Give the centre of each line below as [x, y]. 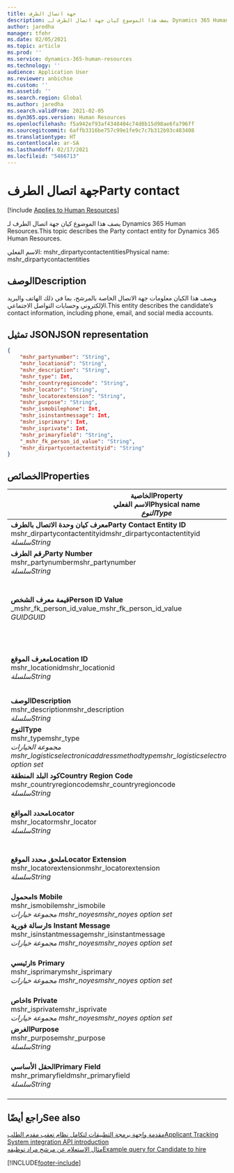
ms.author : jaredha [36, 105]
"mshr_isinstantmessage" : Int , [65, 415]
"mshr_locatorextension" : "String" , [73, 396]
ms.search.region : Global [45, 98]
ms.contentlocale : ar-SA [43, 144]
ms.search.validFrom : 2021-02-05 [56, 111]
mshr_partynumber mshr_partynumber [73, 562]
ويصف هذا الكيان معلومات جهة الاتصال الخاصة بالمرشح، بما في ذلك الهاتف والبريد [112, 298]
